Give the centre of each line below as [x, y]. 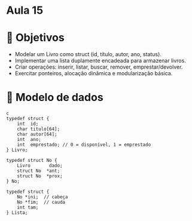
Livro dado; [40, 166]
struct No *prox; [40, 176]
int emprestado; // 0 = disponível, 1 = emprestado [84, 145]
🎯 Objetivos [35, 38]
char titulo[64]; [39, 129]
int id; [28, 124]
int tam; [28, 208]
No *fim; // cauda [41, 202]
